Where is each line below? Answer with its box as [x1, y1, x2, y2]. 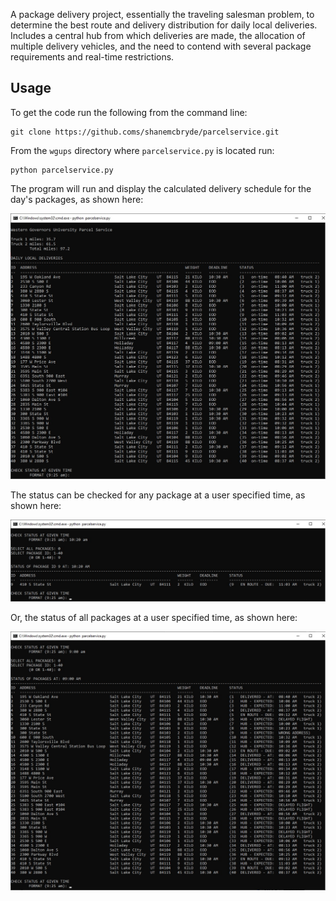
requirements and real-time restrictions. [10, 51, 175, 63]
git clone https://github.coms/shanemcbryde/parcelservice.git [10, 127, 280, 137]
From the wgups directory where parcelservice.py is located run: [10, 144, 275, 156]
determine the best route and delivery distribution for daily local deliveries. [10, 19, 318, 31]
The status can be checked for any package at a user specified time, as [10, 489, 306, 501]
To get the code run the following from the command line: [10, 106, 248, 118]
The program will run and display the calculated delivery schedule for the [10, 182, 312, 194]
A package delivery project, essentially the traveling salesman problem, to [10, 9, 315, 20]
